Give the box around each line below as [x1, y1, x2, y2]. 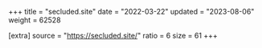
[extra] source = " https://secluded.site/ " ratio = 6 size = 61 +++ [8, 31, 219, 40]
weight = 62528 [8, 15, 62, 25]
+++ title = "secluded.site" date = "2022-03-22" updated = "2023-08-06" [8, 7, 255, 16]
